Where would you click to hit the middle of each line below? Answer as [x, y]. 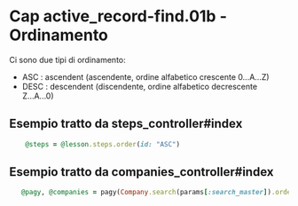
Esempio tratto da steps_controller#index [126, 124]
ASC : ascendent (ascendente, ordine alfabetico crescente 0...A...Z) [145, 76]
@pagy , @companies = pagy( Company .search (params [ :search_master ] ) [146, 193]
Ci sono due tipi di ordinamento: [67, 59]
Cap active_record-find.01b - [118, 16]
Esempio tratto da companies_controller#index [141, 172]
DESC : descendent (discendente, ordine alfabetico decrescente [140, 86]
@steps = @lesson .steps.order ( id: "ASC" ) [102, 144]
